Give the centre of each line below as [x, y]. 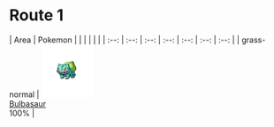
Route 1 [37, 15]
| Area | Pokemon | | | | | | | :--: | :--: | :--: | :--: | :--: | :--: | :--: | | [125, 40]
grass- [254, 40]
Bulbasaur [28, 103]
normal [22, 94]
